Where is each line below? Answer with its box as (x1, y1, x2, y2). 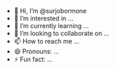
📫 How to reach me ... (13, 37, 79, 45)
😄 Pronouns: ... (13, 47, 60, 56)
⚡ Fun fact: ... (13, 55, 53, 63)
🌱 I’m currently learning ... (13, 22, 89, 30)
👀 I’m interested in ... (13, 14, 74, 23)
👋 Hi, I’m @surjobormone (13, 7, 87, 15)
